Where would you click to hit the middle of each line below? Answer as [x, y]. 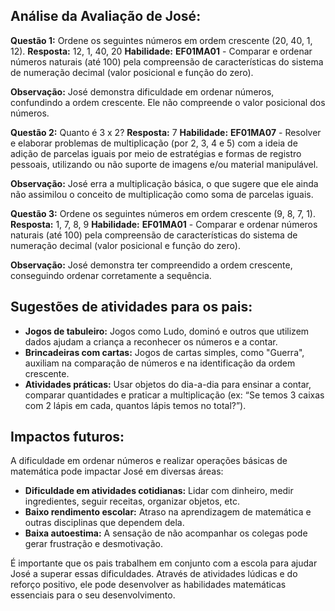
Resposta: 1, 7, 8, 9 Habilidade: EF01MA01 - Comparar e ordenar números [164, 224]
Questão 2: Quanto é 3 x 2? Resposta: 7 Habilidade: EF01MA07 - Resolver [166, 132]
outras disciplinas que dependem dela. [104, 523]
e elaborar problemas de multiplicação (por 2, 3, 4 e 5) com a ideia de [154, 143]
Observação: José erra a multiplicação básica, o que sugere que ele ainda [164, 183]
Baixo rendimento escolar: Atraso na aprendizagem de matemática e [168, 512]
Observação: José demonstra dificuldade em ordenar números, [142, 91]
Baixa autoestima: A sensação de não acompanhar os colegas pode [166, 533]
